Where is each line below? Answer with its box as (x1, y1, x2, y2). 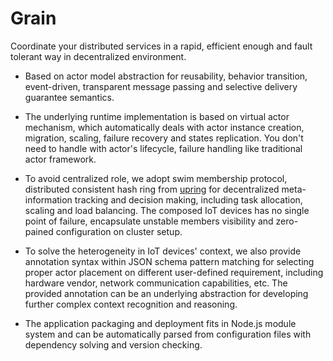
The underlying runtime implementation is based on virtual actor (24, 110, 290, 122)
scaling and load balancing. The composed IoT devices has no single (24, 204, 310, 216)
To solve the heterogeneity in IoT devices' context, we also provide (24, 245, 302, 257)
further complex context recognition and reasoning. (24, 298, 238, 310)
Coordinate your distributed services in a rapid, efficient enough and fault (10, 40, 313, 52)
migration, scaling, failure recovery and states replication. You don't (24, 132, 304, 144)
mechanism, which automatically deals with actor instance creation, (24, 121, 305, 133)
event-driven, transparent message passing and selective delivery (24, 80, 298, 92)
